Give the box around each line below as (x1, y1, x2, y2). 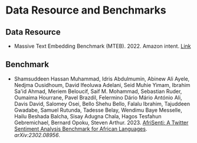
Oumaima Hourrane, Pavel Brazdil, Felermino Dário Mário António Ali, (14, 94, 182, 101)
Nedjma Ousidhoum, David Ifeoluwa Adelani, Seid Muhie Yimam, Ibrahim (14, 81, 191, 88)
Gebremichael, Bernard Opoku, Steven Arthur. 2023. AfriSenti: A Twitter (14, 119, 189, 126)
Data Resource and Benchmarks (5, 4, 166, 17)
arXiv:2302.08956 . (14, 131, 60, 138)
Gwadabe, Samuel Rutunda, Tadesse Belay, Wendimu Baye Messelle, (14, 107, 182, 114)
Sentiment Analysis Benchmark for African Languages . (14, 125, 147, 132)
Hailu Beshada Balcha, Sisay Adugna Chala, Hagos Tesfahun (14, 112, 162, 119)
